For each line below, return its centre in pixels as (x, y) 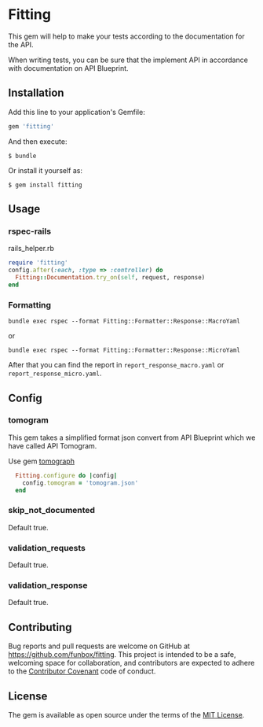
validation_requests (47, 548)
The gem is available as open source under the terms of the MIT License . (126, 714)
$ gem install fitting (45, 185)
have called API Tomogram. (53, 445)
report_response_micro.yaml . (55, 373)
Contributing (40, 627)
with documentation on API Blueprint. (68, 68)
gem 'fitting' (31, 126)
